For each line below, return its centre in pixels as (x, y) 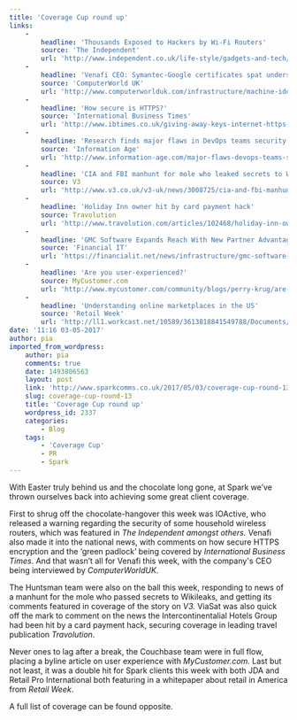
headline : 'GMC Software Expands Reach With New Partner (148, 240)
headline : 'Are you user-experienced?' (114, 273)
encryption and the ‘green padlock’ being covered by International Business (147, 551)
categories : (47, 421)
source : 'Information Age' (91, 149)
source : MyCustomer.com (84, 281)
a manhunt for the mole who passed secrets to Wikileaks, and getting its (141, 596)
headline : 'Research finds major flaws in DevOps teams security (164, 141)
